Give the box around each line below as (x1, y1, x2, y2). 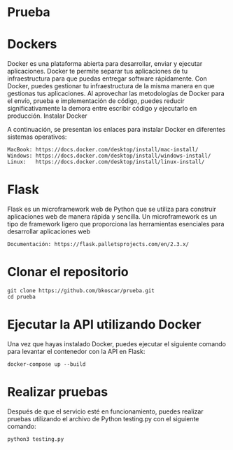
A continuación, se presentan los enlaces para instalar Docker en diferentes (7, 125, 226, 134)
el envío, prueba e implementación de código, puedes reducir (7, 97, 185, 105)
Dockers (7, 36, 57, 53)
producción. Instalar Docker (7, 111, 87, 120)
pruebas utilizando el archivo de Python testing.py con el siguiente (7, 414, 199, 423)
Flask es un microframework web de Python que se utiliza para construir (7, 205, 217, 214)
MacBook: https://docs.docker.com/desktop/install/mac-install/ (7, 146, 199, 154)
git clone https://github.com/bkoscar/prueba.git (7, 287, 155, 294)
